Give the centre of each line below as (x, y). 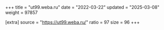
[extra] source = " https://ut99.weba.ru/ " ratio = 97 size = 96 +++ (72, 22)
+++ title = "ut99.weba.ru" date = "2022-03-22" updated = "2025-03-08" (83, 7)
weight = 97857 (21, 12)
